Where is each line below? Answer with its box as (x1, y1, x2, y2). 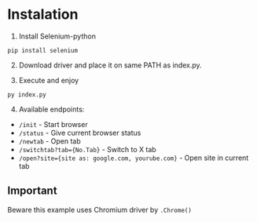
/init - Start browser (18, 119, 88, 129)
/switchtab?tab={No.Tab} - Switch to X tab (18, 144, 156, 154)
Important (7, 184, 57, 198)
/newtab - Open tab (18, 136, 81, 146)
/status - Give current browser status (18, 128, 141, 137)
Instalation (7, 5, 79, 24)
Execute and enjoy (18, 75, 79, 85)
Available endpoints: (18, 104, 85, 114)
